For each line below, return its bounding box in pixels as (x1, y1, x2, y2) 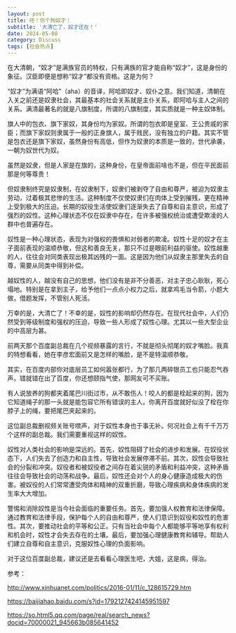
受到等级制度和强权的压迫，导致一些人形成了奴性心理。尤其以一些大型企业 (13, 318, 229, 326)
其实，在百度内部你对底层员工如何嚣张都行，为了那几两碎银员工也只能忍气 (7, 365, 223, 373)
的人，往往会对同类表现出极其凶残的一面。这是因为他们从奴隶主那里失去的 (7, 253, 223, 261)
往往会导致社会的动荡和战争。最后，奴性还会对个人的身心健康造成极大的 (7, 472, 216, 480)
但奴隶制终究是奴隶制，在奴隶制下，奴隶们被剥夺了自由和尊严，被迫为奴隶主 (7, 184, 229, 193)
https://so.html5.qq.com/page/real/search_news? (7, 610, 150, 619)
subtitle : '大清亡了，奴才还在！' (7, 23, 98, 30)
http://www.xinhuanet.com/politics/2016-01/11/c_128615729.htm (7, 584, 192, 591)
